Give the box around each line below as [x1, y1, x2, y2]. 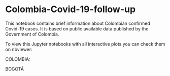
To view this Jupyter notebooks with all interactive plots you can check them [5, 41, 165, 47]
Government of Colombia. [5, 31, 59, 37]
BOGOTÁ [5, 66, 24, 72]
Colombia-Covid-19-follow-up [5, 4, 136, 15]
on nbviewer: [5, 46, 33, 52]
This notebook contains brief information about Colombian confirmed [5, 20, 151, 26]
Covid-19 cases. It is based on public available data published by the [5, 25, 149, 31]
